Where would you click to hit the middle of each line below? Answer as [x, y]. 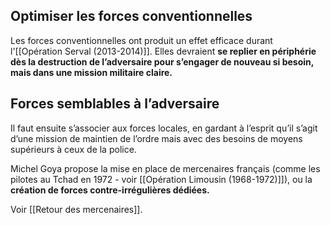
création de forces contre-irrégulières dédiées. [110, 190]
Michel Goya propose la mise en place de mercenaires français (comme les [165, 168]
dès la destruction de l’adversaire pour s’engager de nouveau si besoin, [162, 61]
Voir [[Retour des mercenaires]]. [76, 209]
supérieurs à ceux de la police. [73, 149]
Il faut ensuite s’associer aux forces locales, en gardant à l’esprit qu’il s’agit [164, 128]
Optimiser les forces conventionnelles [131, 16]
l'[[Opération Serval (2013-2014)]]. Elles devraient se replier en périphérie [163, 51]
